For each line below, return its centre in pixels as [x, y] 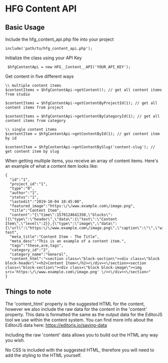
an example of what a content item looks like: [52, 166]
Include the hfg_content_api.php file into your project [59, 39]
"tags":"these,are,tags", [37, 246]
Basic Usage [25, 27]
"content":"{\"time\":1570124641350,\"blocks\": [61, 215]
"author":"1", [24, 193]
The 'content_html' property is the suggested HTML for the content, [75, 304]
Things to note [28, 292]
